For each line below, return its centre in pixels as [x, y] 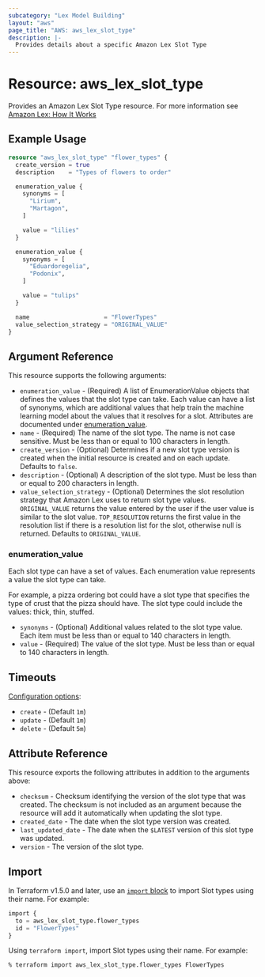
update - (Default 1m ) [53, 720]
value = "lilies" [51, 230]
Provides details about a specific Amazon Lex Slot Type [111, 45]
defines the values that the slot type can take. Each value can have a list [137, 400]
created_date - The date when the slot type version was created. [125, 822]
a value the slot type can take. [57, 580]
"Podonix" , [47, 274]
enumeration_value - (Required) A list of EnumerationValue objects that [134, 391]
